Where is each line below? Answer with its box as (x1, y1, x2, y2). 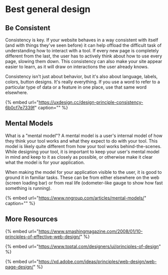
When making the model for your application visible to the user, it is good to (5, 169, 162, 175)
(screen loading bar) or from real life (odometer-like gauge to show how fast (5, 180, 163, 186)
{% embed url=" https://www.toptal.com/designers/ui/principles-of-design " (5, 243, 161, 249)
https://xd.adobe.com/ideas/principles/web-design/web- (38, 258, 157, 264)
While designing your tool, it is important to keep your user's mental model (5, 149, 160, 155)
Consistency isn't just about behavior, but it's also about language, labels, (5, 74, 158, 79)
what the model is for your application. (5, 159, 85, 165)
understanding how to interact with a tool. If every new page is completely (5, 48, 159, 53)
